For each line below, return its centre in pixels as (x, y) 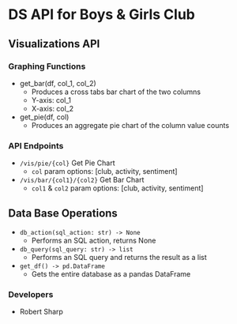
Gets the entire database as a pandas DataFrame (111, 273)
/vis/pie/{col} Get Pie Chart (67, 163)
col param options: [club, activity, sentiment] (104, 171)
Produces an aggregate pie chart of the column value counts (130, 125)
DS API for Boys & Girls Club (102, 15)
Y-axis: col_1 (51, 100)
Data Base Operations (63, 213)
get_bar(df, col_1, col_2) (58, 83)
